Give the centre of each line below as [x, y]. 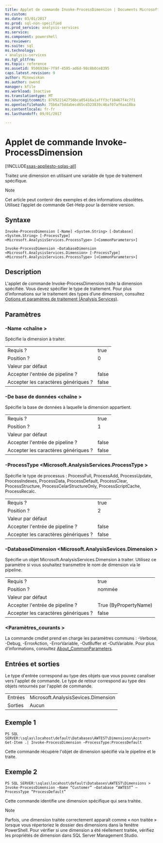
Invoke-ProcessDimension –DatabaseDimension [51, 248]
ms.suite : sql [19, 46]
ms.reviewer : [18, 41]
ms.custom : [16, 14]
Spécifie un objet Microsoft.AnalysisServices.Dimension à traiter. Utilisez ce [81, 559]
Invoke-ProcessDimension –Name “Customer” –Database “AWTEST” [69, 787]
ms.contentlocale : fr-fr [30, 109]
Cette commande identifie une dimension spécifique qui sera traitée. [73, 801]
